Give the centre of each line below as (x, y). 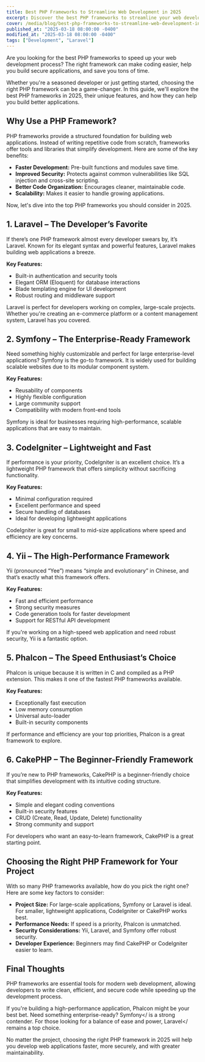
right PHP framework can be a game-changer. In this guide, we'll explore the (103, 89)
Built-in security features (46, 811)
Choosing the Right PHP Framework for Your (92, 862)
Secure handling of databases (53, 512)
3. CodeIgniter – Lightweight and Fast (79, 448)
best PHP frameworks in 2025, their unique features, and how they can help (102, 96)
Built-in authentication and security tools (66, 276)
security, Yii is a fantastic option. (47, 639)
